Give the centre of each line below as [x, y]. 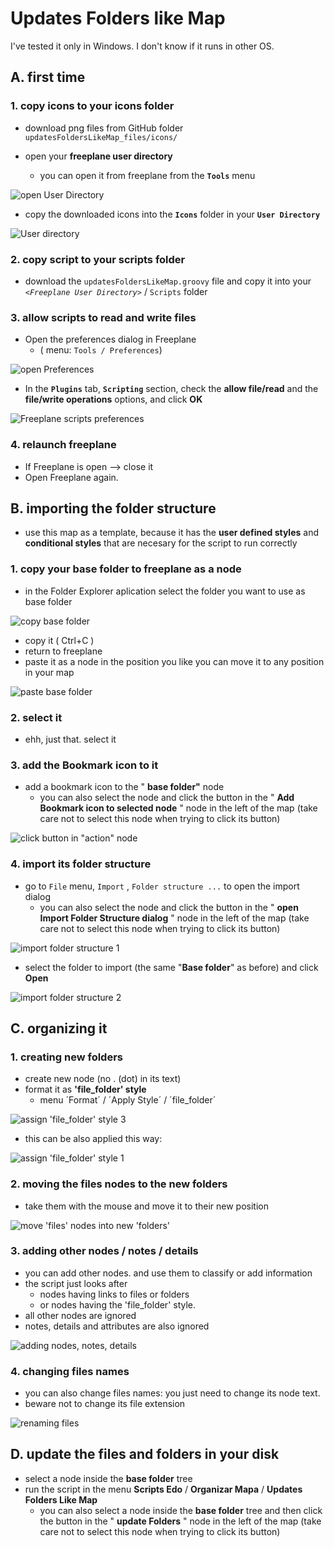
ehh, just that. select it [70, 739]
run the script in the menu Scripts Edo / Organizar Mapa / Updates [163, 1489]
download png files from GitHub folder [104, 128]
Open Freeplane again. [71, 477]
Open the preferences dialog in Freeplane [110, 339]
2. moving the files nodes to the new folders [119, 1184]
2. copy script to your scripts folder [98, 259]
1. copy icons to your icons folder [92, 106]
